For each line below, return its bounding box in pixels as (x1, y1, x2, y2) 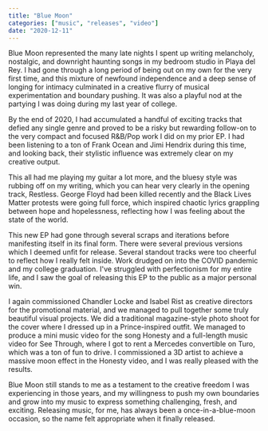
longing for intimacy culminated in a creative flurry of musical (8, 82, 210, 92)
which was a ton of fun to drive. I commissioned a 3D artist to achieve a (8, 348, 243, 358)
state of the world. (8, 215, 69, 224)
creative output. (8, 157, 61, 167)
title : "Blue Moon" (8, 11, 73, 20)
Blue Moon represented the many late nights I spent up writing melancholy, (8, 49, 255, 58)
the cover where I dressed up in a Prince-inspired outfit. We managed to (8, 322, 246, 332)
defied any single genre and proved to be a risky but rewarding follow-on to (8, 123, 257, 132)
